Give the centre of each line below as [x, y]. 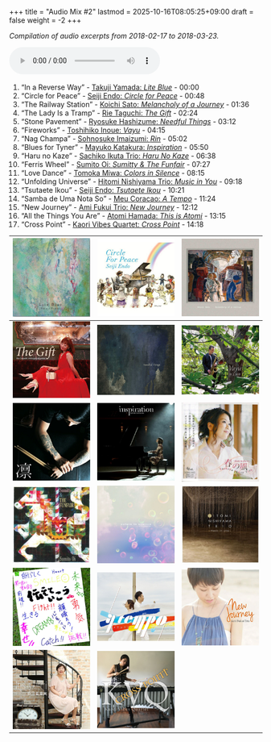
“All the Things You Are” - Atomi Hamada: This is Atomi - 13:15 [123, 216]
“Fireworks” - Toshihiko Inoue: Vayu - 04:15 [93, 130]
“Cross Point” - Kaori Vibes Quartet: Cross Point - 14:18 [112, 224]
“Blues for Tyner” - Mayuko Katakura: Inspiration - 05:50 [115, 147]
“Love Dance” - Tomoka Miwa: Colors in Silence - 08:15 [113, 173]
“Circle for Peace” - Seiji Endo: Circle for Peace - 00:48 [113, 96]
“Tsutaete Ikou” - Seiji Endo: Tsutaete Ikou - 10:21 [103, 190]
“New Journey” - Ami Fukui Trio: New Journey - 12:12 [109, 207]
